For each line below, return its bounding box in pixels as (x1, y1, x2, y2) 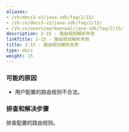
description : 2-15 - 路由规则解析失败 (6, 31, 95, 37)
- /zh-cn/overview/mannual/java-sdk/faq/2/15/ (6, 25, 124, 32)
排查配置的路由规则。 (6, 120, 58, 127)
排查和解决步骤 (6, 105, 49, 113)
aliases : (6, 8, 28, 15)
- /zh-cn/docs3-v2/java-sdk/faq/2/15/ (6, 20, 102, 26)
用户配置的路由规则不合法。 (14, 88, 83, 95)
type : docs (6, 48, 33, 54)
